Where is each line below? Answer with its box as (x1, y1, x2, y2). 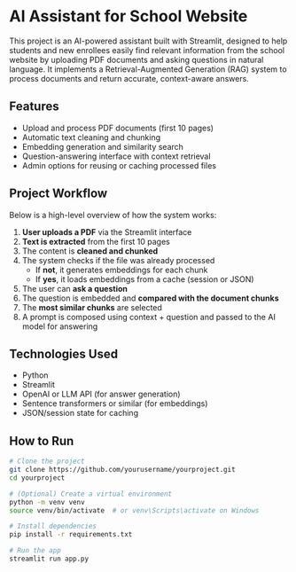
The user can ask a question (21, 283, 129, 294)
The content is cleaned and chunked (21, 246, 159, 256)
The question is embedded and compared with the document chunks (21, 293, 279, 303)
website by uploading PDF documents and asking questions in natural (9, 54, 264, 65)
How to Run (9, 433, 74, 449)
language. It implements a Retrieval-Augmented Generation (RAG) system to (9, 64, 287, 74)
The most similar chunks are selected (21, 302, 162, 312)
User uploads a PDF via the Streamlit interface (21, 226, 192, 237)
